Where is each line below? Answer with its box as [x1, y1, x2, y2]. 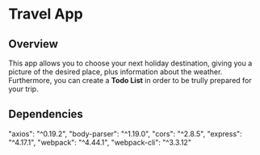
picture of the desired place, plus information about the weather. [8, 67, 223, 77]
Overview [8, 37, 59, 51]
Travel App [8, 5, 83, 23]
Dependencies [8, 107, 83, 121]
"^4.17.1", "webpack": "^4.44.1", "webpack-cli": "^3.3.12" [8, 137, 192, 147]
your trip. [8, 84, 39, 94]
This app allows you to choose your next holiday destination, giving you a [8, 58, 253, 68]
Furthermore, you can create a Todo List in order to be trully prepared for [8, 76, 252, 85]
